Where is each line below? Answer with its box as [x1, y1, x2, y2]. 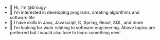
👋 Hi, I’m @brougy [9, 5, 46, 10]
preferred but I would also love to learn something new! [9, 30, 121, 35]
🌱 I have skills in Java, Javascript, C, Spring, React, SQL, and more [9, 20, 143, 25]
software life [9, 15, 35, 20]
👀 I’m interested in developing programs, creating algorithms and [9, 10, 140, 15]
